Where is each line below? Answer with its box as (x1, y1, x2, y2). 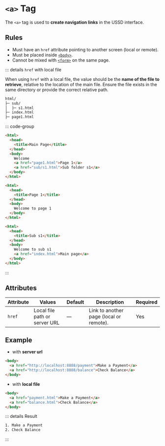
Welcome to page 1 (14, 206, 52, 211)
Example (5, 336, 32, 344)
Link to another (88, 307, 124, 313)
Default (66, 299, 84, 306)
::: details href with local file (5, 67, 61, 72)
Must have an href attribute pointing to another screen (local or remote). (12, 46, 159, 52)
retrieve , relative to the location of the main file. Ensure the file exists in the (5, 81, 157, 87)
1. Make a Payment (5, 423, 43, 428)
